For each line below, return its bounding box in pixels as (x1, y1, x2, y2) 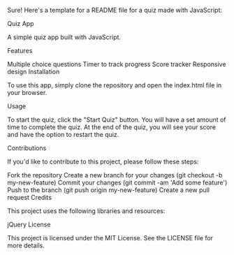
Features (7, 47, 33, 54)
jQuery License (7, 220, 51, 228)
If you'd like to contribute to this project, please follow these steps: (7, 157, 199, 166)
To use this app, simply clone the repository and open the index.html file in (7, 81, 222, 89)
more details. (7, 241, 45, 249)
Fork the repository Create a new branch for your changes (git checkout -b (7, 171, 223, 179)
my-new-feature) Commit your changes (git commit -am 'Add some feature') (7, 178, 228, 187)
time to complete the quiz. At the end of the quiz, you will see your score (7, 123, 217, 131)
